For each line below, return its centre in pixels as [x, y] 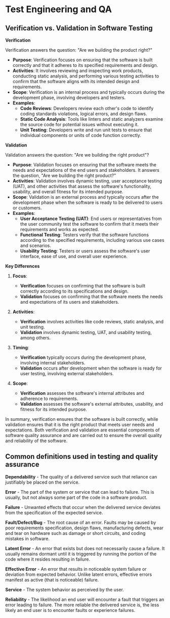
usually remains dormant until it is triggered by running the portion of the [81, 554]
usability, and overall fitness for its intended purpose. [68, 192]
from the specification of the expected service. [54, 513]
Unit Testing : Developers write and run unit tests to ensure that [86, 130]
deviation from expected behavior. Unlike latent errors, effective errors [79, 574]
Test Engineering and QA [59, 9]
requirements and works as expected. [60, 229]
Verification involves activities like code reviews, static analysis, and [92, 321]
